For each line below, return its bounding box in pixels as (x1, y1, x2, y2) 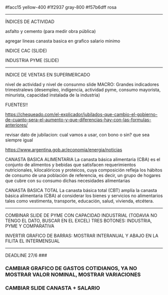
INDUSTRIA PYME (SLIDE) (5, 57, 59, 63)
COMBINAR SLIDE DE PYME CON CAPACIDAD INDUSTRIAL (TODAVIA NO (5, 212, 157, 218)
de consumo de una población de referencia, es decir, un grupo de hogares (5, 172, 161, 178)
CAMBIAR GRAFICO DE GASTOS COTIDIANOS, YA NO (5, 264, 137, 271)
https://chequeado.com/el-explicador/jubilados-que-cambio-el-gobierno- (5, 111, 158, 117)
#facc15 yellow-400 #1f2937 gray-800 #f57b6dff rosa (5, 4, 116, 10)
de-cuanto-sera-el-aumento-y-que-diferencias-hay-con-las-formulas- (5, 117, 151, 122)
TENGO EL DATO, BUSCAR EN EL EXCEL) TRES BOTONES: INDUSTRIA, (5, 217, 152, 223)
